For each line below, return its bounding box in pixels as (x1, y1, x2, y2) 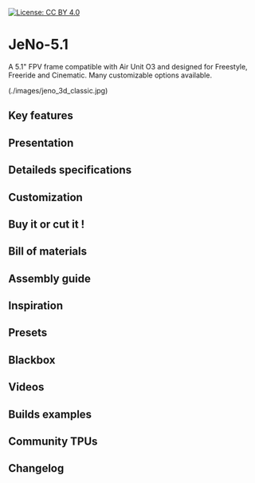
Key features (8, 109, 73, 123)
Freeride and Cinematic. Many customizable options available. (8, 70, 213, 80)
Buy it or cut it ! (8, 217, 85, 231)
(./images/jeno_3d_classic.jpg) (8, 85, 108, 95)
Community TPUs (8, 435, 98, 449)
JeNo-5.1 (8, 36, 69, 53)
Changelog (8, 461, 65, 475)
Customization (8, 190, 84, 204)
